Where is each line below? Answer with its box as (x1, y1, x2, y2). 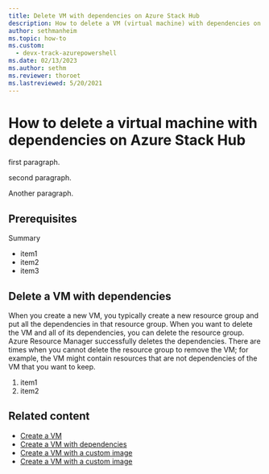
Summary (8, 233, 41, 243)
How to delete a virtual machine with (8, 113, 258, 132)
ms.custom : (8, 42, 45, 50)
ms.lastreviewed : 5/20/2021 (8, 79, 103, 87)
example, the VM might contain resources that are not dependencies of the (8, 353, 258, 363)
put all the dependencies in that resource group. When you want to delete (8, 319, 254, 329)
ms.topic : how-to (8, 34, 67, 43)
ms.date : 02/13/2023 (8, 57, 78, 65)
